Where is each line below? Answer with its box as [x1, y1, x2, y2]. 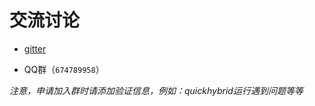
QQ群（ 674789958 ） [23, 63, 105, 75]
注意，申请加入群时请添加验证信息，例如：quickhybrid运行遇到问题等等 [9, 84, 304, 96]
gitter [23, 42, 47, 55]
